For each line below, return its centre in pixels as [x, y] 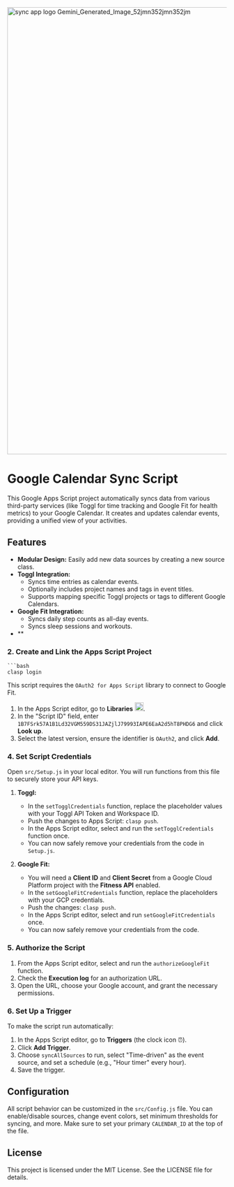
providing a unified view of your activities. [67, 520]
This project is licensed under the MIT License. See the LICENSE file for [110, 1170]
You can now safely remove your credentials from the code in [116, 843]
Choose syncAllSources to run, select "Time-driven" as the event [110, 1055]
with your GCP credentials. [66, 900]
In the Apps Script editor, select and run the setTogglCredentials [120, 829]
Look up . [30, 731]
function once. [48, 836]
